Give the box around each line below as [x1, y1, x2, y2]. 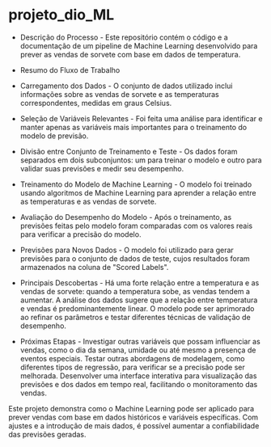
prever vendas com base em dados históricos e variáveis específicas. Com [8, 412, 259, 422]
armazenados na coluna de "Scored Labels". [19, 262, 169, 272]
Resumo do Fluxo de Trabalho [19, 65, 121, 74]
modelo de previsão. [19, 131, 89, 141]
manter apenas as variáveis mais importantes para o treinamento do [19, 122, 248, 132]
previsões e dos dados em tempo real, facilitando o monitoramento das [19, 379, 258, 389]
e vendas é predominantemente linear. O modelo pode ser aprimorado [19, 303, 255, 313]
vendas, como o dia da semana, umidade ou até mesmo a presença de [19, 345, 256, 355]
